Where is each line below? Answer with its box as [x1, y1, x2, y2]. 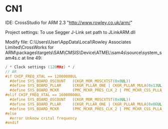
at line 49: [21, 54, 42, 60]
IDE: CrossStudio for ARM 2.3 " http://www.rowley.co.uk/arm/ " [5, 19, 133, 25]
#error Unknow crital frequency [9, 115, 77, 120]
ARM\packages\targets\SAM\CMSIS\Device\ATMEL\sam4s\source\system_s [5, 49, 162, 55]
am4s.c [5, 54, 21, 60]
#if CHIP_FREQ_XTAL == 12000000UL [5, 73, 77, 79]
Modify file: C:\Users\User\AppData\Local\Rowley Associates [5, 38, 131, 45]
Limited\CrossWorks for [5, 44, 54, 50]
